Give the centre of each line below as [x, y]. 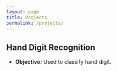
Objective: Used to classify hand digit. [63, 62]
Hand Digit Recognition [51, 47]
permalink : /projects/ [35, 23]
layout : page [23, 12]
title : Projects [27, 17]
